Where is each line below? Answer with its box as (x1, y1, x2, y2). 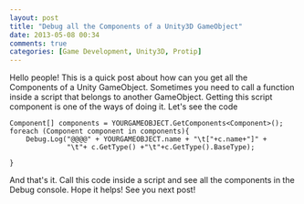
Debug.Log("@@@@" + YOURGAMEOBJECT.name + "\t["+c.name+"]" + (26, 135, 267, 144)
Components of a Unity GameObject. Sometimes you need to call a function (9, 82, 295, 93)
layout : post (9, 13, 59, 23)
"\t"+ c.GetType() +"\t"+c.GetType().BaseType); (67, 143, 256, 152)
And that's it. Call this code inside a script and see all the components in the (9, 175, 295, 186)
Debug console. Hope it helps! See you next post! (9, 184, 196, 196)
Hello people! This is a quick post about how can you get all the (9, 72, 248, 83)
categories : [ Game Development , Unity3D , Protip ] (9, 47, 203, 56)
